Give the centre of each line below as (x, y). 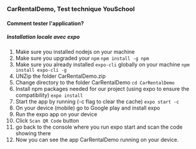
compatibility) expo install (49, 95)
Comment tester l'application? (45, 23)
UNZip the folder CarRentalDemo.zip (61, 76)
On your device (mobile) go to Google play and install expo (88, 108)
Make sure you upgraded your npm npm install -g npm (82, 58)
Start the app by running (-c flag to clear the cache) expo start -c (97, 102)
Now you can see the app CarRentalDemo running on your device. (97, 140)
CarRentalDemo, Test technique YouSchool (71, 9)
